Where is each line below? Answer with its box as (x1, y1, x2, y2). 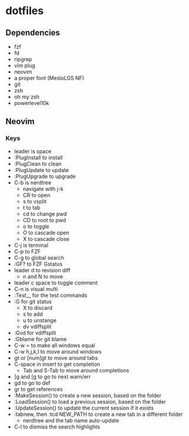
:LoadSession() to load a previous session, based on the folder (14, 398, 166, 405)
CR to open (22, 191, 51, 199)
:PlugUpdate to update (14, 166, 69, 173)
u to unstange (22, 316, 57, 323)
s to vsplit (22, 197, 47, 204)
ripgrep (14, 56, 32, 62)
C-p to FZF (14, 247, 41, 255)
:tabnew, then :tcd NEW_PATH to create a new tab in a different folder (14, 411, 183, 418)
